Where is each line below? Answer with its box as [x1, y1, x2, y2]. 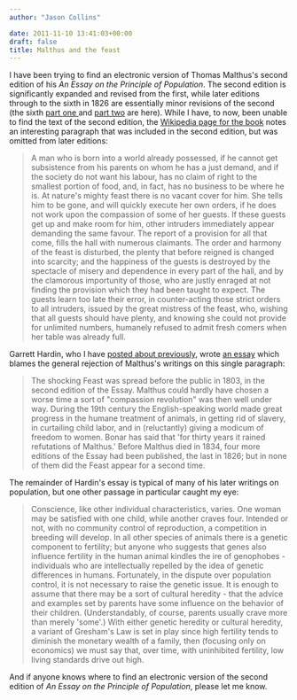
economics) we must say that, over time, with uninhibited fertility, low [30, 645, 285, 656]
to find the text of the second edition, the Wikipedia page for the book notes [9, 117, 286, 128]
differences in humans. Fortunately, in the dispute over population [30, 570, 272, 580]
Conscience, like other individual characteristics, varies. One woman [30, 504, 282, 515]
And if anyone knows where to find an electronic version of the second [9, 672, 269, 682]
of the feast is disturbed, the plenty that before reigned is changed [30, 247, 275, 258]
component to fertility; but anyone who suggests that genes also [30, 541, 268, 552]
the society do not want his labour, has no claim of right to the [30, 172, 258, 183]
